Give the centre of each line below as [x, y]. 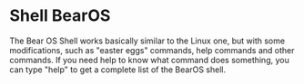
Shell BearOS [60, 16]
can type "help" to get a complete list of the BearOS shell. [117, 70]
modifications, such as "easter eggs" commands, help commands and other [152, 50]
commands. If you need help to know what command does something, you [149, 60]
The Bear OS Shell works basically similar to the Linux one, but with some [147, 41]
